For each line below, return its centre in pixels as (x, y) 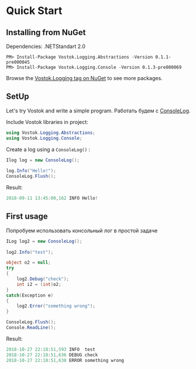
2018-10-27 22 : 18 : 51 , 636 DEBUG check (52, 355)
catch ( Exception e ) (30, 295)
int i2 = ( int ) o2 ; (39, 284)
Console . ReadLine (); (31, 327)
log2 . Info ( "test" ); (30, 252)
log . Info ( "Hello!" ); (31, 171)
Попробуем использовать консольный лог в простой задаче (82, 230)
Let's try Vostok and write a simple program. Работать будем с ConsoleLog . (98, 111)
